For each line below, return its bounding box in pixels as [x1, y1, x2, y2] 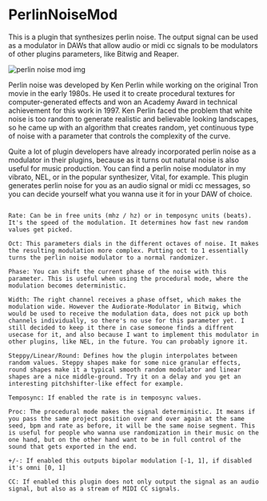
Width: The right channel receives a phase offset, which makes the [8, 295, 241, 303]
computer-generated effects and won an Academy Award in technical [8, 97, 238, 106]
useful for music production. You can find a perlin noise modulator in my [8, 163, 246, 173]
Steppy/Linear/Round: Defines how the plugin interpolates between [8, 351, 238, 359]
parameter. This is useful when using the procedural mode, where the [8, 275, 249, 283]
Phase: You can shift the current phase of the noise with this [8, 267, 227, 275]
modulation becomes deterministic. [8, 282, 127, 290]
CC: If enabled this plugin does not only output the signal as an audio [8, 478, 260, 486]
